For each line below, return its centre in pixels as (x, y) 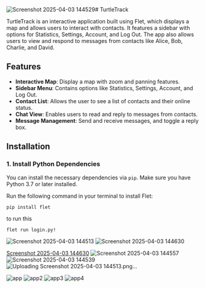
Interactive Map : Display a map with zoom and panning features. (97, 81)
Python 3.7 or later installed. (42, 184)
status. (24, 107)
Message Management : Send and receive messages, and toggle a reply (107, 120)
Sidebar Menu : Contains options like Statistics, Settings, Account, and (104, 88)
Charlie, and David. (31, 47)
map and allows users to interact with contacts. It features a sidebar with (98, 28)
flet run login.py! (31, 230)
